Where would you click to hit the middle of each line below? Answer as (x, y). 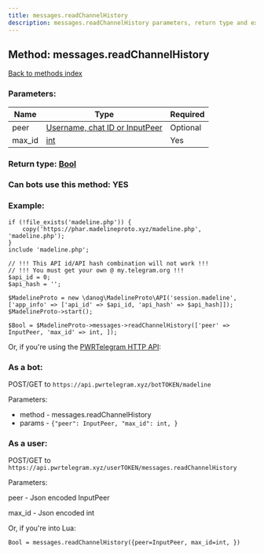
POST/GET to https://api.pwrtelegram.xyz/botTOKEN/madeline (110, 384)
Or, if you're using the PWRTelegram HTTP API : (85, 347)
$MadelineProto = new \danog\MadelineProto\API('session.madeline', (123, 298)
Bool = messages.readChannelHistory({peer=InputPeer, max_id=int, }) (125, 543)
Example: (26, 206)
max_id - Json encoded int (51, 513)
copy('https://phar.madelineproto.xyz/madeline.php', (112, 229)
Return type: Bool (42, 163)
